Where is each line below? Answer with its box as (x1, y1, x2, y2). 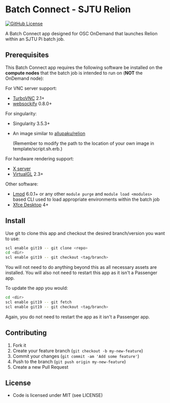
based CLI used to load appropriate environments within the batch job (12, 196, 160, 202)
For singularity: (5, 110, 37, 116)
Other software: (5, 181, 38, 187)
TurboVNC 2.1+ (12, 95, 45, 101)
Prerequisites (5, 51, 49, 59)
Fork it (12, 342, 27, 348)
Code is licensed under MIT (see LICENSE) (12, 392, 103, 398)
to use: (5, 236, 20, 242)
